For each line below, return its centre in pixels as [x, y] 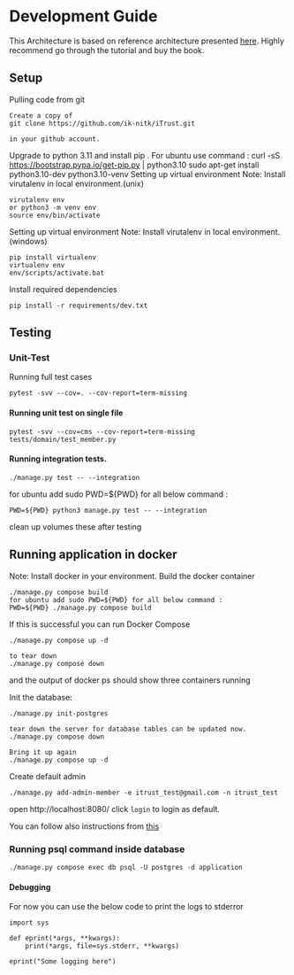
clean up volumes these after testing [75, 526]
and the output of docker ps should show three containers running [130, 680]
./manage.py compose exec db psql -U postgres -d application [126, 867]
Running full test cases [51, 377]
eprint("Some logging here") [63, 962]
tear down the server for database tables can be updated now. [128, 729]
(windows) [28, 241]
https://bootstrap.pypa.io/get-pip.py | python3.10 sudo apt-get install [134, 165]
